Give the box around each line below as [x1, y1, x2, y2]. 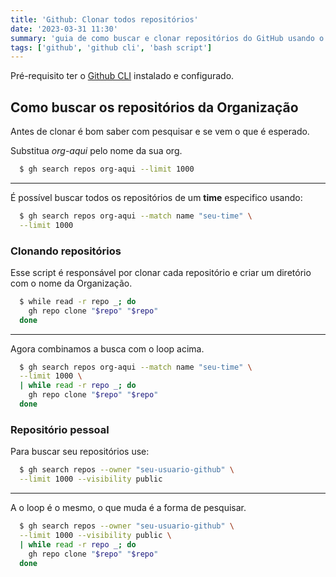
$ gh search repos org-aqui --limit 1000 [19, 164, 195, 175]
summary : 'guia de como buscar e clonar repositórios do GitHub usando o [10, 33, 325, 43]
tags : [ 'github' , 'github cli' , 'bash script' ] [10, 42, 213, 53]
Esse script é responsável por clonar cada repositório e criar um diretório [10, 266, 312, 278]
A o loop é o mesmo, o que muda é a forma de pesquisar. [10, 502, 247, 514]
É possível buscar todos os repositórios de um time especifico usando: [10, 191, 303, 203]
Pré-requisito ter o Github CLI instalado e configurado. [10, 70, 235, 82]
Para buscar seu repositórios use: [10, 446, 150, 458]
